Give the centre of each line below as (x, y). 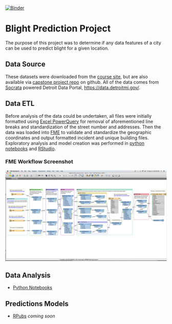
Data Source (25, 64)
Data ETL (20, 104)
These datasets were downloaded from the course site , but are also (77, 76)
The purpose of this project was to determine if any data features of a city (83, 42)
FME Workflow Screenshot (39, 162)
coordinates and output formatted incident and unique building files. (77, 138)
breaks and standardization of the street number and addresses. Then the (83, 127)
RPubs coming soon (34, 316)
